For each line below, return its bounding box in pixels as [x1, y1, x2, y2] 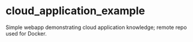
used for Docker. [5, 30, 47, 37]
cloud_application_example [5, 4, 145, 18]
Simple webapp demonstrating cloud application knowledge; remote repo [5, 24, 187, 31]
